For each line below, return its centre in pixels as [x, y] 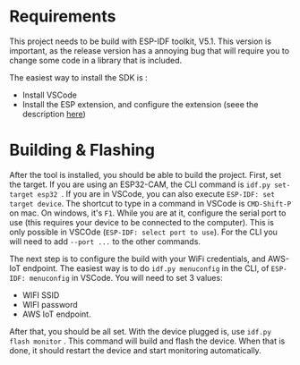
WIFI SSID [41, 295]
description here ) [54, 114]
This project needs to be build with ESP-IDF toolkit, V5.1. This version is [140, 41]
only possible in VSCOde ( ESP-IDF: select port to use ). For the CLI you [143, 232]
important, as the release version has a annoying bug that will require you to [149, 50]
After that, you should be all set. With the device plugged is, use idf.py [140, 331]
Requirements [63, 17]
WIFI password [50, 304]
